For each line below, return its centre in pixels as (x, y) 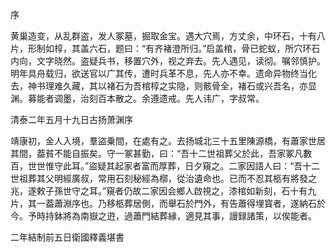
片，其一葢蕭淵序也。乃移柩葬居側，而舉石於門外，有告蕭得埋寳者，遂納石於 (168, 203)
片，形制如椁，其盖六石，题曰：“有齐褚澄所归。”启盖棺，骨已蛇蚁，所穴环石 (165, 48)
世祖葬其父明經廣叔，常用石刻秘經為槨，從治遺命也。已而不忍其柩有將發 (159, 178)
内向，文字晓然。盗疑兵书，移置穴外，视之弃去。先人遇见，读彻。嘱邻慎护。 (168, 61)
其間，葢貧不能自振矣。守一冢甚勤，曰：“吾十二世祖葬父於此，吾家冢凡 (157, 153)
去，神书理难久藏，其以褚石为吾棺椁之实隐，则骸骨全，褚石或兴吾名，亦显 (163, 86)
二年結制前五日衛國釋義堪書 (67, 237)
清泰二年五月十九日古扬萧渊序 (71, 119)
